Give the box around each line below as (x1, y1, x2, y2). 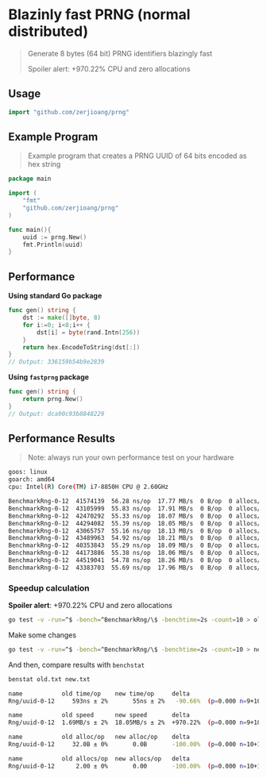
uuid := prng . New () (22, 233, 87, 241)
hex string (27, 160, 61, 169)
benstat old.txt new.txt (8, 675, 91, 684)
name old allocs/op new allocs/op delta (8, 754, 191, 763)
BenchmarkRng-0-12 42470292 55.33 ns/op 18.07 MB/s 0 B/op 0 (8, 512, 233, 520)
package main (8, 175, 52, 183)
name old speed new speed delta (8, 711, 191, 719)
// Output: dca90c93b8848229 (8, 410, 105, 418)
